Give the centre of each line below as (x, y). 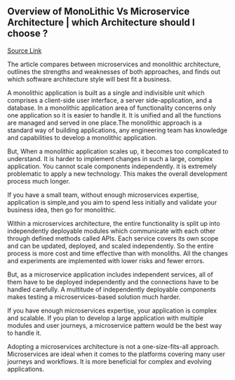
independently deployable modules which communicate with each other (112, 231)
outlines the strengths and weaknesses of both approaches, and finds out (114, 71)
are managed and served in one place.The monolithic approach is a (105, 122)
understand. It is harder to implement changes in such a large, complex (110, 158)
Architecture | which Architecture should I (101, 23)
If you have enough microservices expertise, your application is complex (112, 310)
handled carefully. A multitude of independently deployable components (112, 289)
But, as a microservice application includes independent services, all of (110, 274)
